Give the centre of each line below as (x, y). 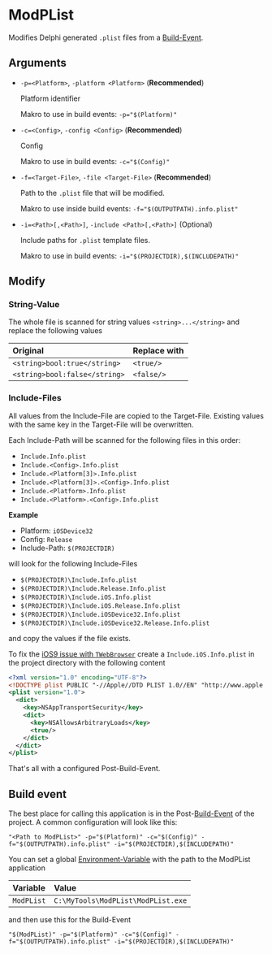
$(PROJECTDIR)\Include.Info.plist (78, 580)
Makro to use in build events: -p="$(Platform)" (98, 114)
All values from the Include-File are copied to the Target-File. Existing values (136, 415)
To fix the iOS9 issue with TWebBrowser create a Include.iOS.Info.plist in (132, 654)
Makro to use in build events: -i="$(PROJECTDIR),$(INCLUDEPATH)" (130, 256)
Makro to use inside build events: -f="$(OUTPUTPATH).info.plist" (129, 208)
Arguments (38, 63)
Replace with (158, 351)
